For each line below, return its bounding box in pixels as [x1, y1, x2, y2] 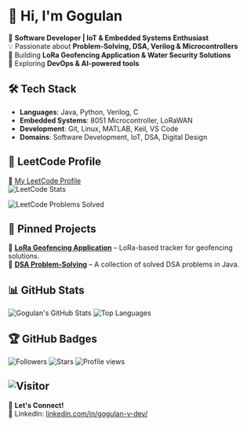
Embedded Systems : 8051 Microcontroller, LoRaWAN [19, 116, 194, 125]
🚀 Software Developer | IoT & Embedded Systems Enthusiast [8, 33, 209, 42]
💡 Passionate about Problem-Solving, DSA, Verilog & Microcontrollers [8, 41, 238, 50]
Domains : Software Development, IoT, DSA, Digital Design [19, 132, 208, 141]
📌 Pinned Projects [8, 222, 96, 235]
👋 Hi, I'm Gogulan [8, 7, 123, 25]
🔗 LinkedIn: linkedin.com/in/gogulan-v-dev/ [8, 409, 148, 418]
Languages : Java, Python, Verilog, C [19, 107, 139, 116]
